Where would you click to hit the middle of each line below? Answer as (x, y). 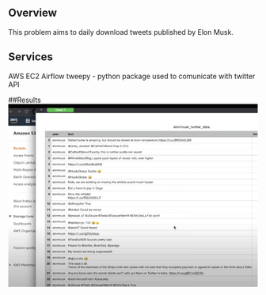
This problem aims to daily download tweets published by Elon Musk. (121, 32)
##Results (25, 100)
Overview (33, 13)
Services (31, 57)
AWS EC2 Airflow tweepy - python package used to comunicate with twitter (132, 76)
